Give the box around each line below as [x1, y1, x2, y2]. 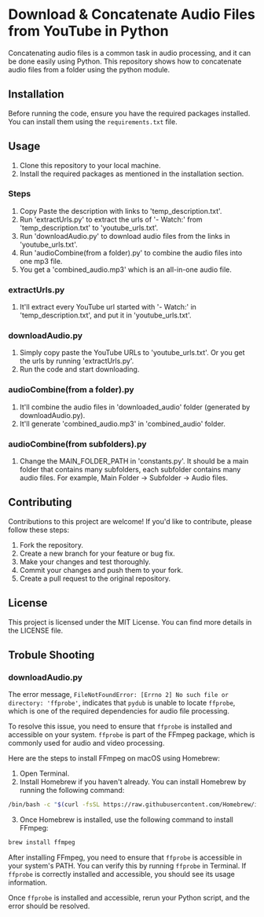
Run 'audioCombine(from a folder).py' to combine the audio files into [19, 248, 243, 257]
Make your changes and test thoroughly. [19, 556, 151, 567]
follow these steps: [8, 525, 69, 534]
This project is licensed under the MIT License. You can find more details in [8, 617, 252, 626]
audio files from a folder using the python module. [8, 64, 170, 74]
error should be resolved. [8, 901, 90, 911]
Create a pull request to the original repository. [19, 574, 171, 583]
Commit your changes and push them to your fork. [19, 565, 183, 574]
